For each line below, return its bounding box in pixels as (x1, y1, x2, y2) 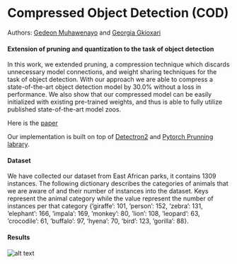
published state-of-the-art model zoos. (7, 105, 122, 114)
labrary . (7, 140, 30, 149)
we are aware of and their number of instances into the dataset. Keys (7, 187, 209, 196)
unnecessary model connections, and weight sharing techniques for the (7, 68, 217, 76)
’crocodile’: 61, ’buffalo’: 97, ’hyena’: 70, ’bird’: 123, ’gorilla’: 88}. (7, 217, 189, 225)
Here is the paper (7, 119, 58, 128)
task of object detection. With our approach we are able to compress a (7, 76, 214, 84)
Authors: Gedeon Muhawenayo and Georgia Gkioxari (7, 28, 161, 37)
